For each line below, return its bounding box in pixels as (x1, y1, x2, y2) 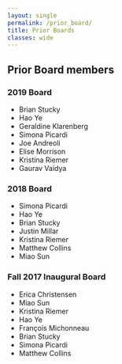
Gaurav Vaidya (18, 163, 67, 173)
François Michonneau (18, 323, 90, 332)
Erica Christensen (18, 290, 77, 299)
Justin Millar (18, 226, 59, 236)
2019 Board (7, 86, 52, 97)
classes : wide (7, 33, 54, 42)
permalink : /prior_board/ (7, 19, 92, 27)
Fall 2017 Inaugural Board (7, 271, 106, 282)
